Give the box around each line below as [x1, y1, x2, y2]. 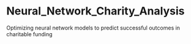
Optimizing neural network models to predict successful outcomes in [6, 24, 181, 31]
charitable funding [6, 30, 53, 37]
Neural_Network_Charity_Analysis [6, 4, 185, 18]
